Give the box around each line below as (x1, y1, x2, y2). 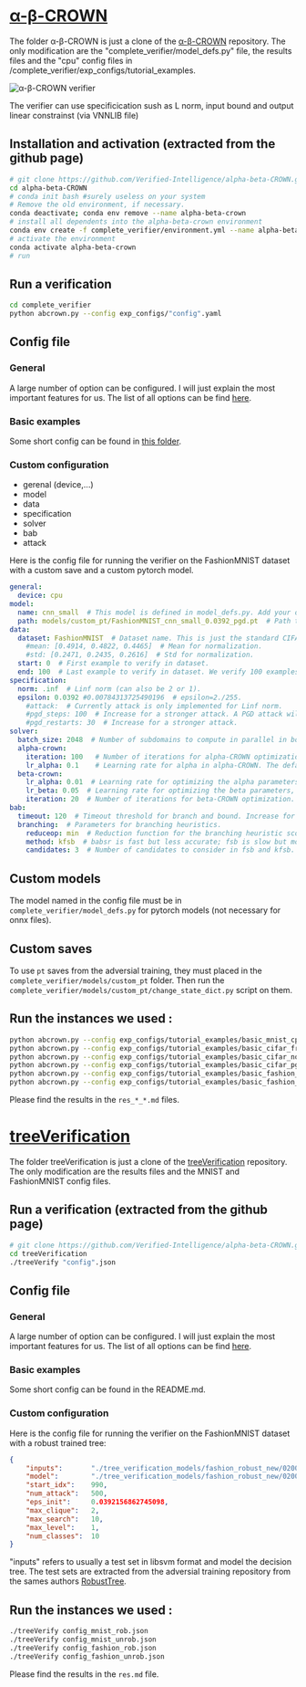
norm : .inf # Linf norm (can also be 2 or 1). (17, 684, 202, 694)
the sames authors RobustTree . (9, 1576, 127, 1587)
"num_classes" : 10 (25, 1531, 100, 1541)
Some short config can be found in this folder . (9, 435, 182, 447)
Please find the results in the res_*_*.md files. (9, 1095, 180, 1105)
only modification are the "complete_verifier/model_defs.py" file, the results (9, 45, 292, 56)
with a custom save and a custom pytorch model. (9, 565, 194, 576)
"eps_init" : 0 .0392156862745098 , (25, 1498, 169, 1507)
